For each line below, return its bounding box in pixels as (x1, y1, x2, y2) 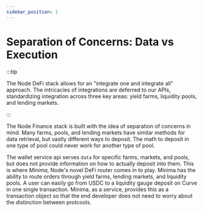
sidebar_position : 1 (6, 8, 59, 15)
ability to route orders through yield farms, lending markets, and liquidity (6, 173, 187, 180)
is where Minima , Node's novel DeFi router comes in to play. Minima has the (6, 166, 196, 173)
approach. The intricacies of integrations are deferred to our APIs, (6, 86, 171, 93)
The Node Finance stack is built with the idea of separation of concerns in (6, 122, 191, 130)
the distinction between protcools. (6, 198, 92, 206)
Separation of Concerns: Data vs (6, 35, 174, 48)
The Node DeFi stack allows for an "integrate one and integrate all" (6, 79, 174, 87)
